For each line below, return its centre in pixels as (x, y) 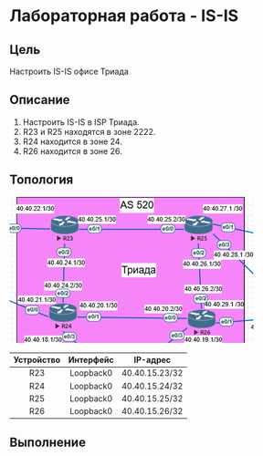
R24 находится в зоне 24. (73, 141)
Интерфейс (91, 360)
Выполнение (48, 443)
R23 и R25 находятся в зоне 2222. (89, 131)
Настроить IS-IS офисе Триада (69, 71)
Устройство (37, 360)
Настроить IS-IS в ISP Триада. (81, 122)
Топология (42, 180)
